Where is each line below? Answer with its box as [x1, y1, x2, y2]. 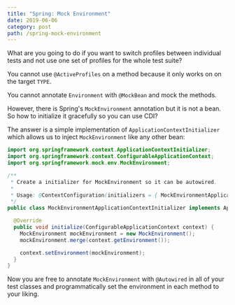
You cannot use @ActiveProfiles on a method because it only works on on [7, 70, 222, 78]
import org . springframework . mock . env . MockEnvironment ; [7, 159, 171, 166]
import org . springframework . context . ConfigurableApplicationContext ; [7, 153, 215, 160]
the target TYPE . [7, 78, 52, 86]
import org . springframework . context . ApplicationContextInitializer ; [7, 146, 211, 154]
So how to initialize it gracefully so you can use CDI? [7, 112, 159, 120]
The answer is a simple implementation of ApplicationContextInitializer [7, 125, 220, 134]
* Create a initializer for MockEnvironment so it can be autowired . [10, 178, 218, 185]
